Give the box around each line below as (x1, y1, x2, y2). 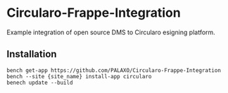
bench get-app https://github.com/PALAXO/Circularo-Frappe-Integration (6, 66, 221, 74)
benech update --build (6, 79, 73, 86)
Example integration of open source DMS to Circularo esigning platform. (6, 28, 215, 36)
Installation (6, 48, 57, 60)
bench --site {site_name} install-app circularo (6, 73, 152, 80)
